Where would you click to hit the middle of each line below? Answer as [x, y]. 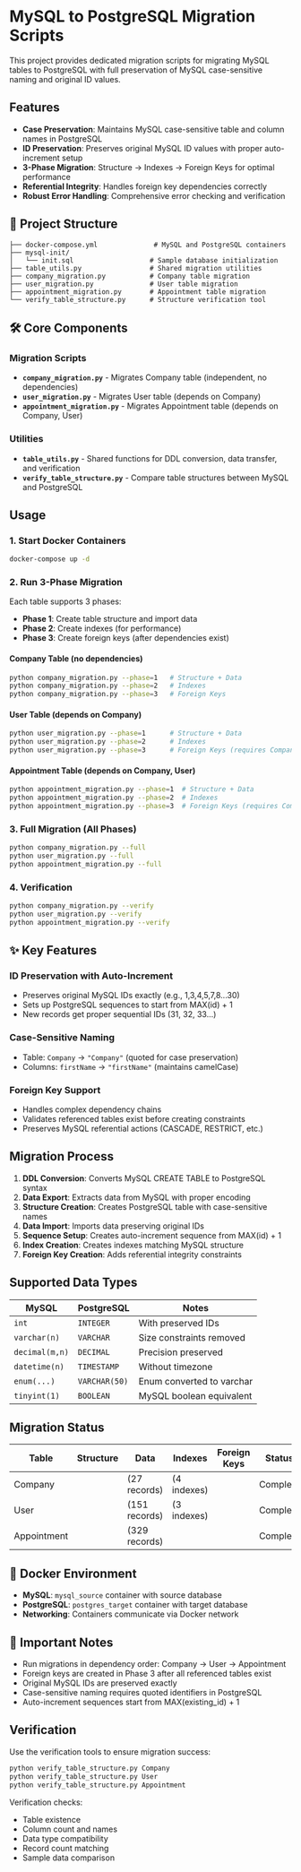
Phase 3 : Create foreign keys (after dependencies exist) [126, 638]
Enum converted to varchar [196, 1381]
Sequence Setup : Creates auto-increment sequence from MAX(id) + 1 [152, 1235]
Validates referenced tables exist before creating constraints [134, 1119]
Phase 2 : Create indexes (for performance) [102, 628]
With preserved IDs [179, 1323]
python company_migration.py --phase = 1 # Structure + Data [126, 677]
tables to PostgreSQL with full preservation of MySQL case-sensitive [136, 70]
